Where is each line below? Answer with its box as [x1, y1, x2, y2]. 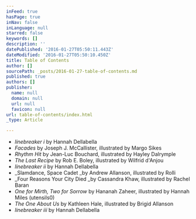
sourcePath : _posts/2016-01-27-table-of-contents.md [6, 68, 137, 74]
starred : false [6, 30, 43, 36]
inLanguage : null [6, 25, 49, 31]
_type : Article [6, 117, 43, 123]
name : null [11, 90, 38, 96]
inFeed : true [6, 8, 38, 15]
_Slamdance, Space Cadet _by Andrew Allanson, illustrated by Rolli [14, 169, 176, 176]
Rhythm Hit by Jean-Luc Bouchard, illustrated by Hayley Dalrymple [14, 151, 176, 158]
